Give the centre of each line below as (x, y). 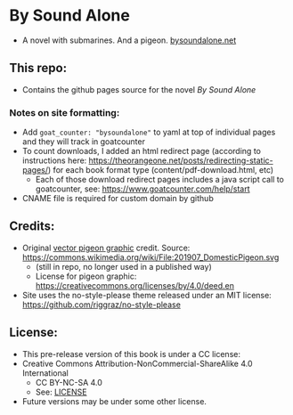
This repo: (38, 68)
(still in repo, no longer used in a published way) (123, 266)
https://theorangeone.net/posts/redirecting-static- (181, 160)
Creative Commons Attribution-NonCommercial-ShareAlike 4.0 (137, 363)
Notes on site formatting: (65, 112)
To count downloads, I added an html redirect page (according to (141, 151)
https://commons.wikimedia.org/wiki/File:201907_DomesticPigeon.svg (151, 257)
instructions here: (54, 160)
